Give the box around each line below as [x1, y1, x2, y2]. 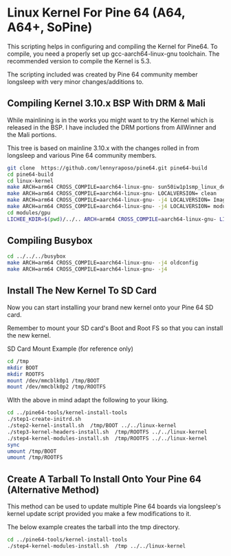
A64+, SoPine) [7, 19, 93, 35]
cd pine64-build [7, 171, 54, 178]
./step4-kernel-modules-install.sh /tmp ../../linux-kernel [7, 542, 186, 549]
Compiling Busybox [7, 235, 93, 247]
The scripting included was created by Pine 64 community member [7, 70, 198, 79]
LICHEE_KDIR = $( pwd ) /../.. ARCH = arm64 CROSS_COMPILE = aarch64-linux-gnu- [7, 216, 217, 223]
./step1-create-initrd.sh [7, 415, 81, 423]
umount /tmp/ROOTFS [7, 454, 63, 461]
